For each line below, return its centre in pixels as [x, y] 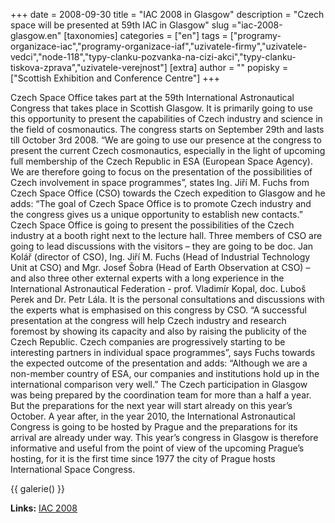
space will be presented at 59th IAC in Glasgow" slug [120, 25]
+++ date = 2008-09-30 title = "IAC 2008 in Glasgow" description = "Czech [167, 14]
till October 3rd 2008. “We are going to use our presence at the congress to [166, 140]
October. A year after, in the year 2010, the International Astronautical [153, 416]
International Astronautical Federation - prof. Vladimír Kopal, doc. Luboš [158, 288]
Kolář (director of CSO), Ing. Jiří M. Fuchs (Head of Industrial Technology [160, 257]
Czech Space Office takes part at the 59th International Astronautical [152, 97]
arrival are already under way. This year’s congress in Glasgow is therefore [164, 437]
